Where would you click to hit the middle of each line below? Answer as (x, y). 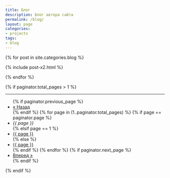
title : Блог (18, 10)
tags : (11, 39)
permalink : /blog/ (25, 19)
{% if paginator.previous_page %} (48, 101)
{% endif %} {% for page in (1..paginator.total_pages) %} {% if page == (87, 112)
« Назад (21, 106)
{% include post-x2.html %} (34, 67)
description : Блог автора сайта (39, 15)
